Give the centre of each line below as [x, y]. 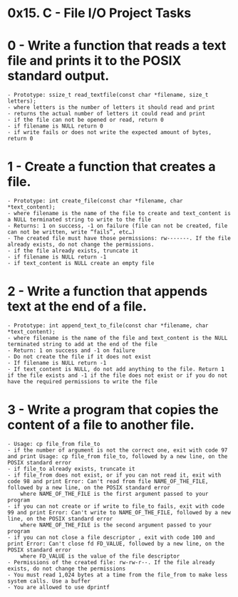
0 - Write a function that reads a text [117, 46]
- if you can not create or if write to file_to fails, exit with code [116, 506]
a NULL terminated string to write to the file [79, 220]
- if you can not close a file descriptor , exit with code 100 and [111, 537]
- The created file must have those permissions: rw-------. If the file [119, 239]
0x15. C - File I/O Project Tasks [99, 13]
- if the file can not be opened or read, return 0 [86, 120]
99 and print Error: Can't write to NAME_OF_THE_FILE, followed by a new [119, 512]
